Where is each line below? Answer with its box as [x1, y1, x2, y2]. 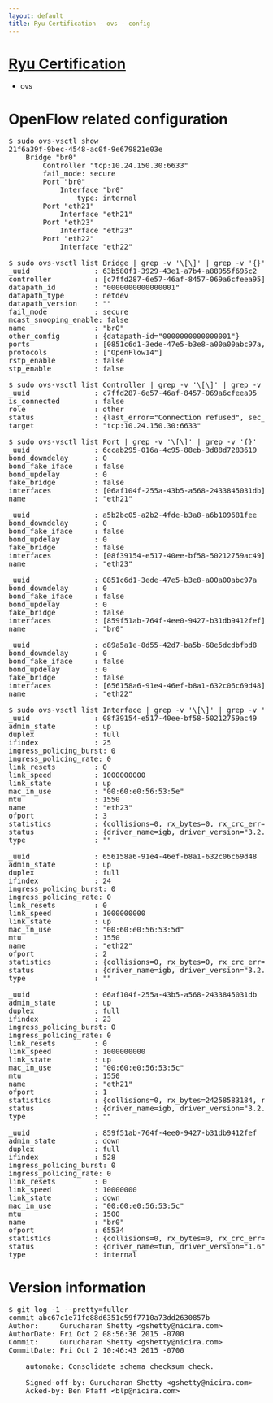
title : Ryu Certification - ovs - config [8, 20, 151, 28]
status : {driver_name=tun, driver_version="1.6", [8, 1242, 271, 1252]
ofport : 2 [8, 949, 107, 959]
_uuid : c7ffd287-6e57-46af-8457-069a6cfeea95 [8, 389, 258, 398]
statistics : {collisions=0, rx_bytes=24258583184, [8, 1096, 258, 1105]
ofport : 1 [8, 1088, 107, 1097]
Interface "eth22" [59, 242, 133, 252]
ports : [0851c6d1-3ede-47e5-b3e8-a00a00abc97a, [8, 340, 266, 350]
